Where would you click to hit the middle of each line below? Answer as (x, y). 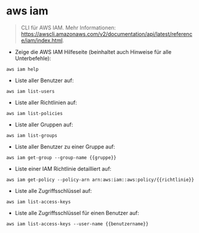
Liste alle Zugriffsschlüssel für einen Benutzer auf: (77, 213)
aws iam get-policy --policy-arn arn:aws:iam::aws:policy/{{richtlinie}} (100, 180)
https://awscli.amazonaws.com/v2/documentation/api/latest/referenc (107, 34)
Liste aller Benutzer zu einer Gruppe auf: (65, 146)
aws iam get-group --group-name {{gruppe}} (61, 158)
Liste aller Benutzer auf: (44, 80)
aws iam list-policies (34, 113)
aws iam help (22, 69)
